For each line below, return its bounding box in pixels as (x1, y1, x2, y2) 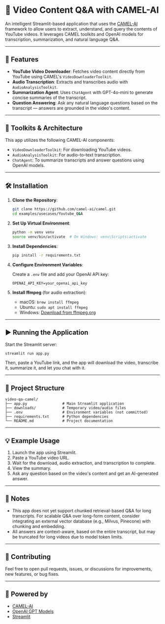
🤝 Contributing (5, 553, 51, 561)
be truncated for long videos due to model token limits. (12, 534, 123, 540)
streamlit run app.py (5, 351, 50, 356)
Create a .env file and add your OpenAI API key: (12, 271, 109, 277)
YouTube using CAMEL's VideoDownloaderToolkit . (12, 73, 113, 79)
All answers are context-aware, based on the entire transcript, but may (12, 528, 156, 534)
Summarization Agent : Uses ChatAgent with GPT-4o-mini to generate (12, 89, 153, 95)
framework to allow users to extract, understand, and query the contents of (5, 26, 158, 32)
